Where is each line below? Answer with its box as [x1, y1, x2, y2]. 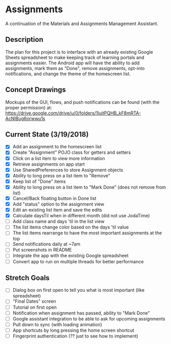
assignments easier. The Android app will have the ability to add [5, 60, 140, 66]
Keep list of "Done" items [12, 178, 66, 185]
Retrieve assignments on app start [12, 161, 85, 167]
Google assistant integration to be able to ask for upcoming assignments [12, 315, 165, 322]
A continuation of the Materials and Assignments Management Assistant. [5, 20, 159, 27]
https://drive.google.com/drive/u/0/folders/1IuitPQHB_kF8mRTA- [5, 110, 141, 116]
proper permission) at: [5, 104, 53, 110]
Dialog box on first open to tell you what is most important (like [12, 287, 144, 293]
